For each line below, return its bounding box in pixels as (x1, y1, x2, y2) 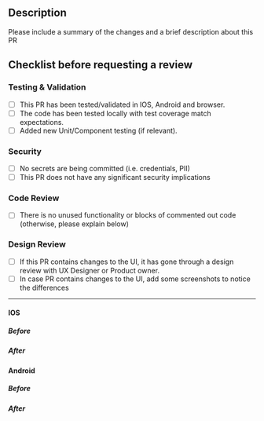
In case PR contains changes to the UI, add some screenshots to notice (19, 274, 251, 284)
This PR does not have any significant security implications (19, 173, 211, 182)
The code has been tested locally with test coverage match (19, 108, 212, 118)
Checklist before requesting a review (8, 58, 193, 71)
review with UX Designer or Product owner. (19, 265, 159, 275)
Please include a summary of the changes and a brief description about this (8, 27, 254, 36)
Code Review (8, 192, 60, 203)
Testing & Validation (8, 82, 86, 93)
